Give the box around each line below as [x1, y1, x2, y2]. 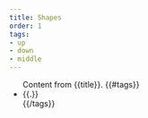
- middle [9, 55, 42, 63]
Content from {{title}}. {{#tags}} [22, 80, 140, 89]
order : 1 [9, 21, 42, 30]
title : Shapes [9, 13, 63, 22]
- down [9, 46, 34, 55]
